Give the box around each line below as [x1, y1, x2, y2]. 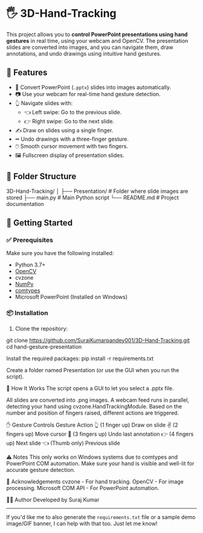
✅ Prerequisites [6, 236, 53, 244]
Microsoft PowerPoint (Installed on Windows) [14, 293, 128, 301]
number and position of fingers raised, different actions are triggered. [6, 409, 179, 416]
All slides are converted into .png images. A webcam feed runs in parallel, [6, 396, 190, 404]
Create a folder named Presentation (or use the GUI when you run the [6, 366, 179, 373]
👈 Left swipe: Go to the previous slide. [24, 108, 122, 115]
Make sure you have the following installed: [6, 250, 114, 257]
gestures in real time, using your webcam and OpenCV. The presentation [6, 37, 188, 44]
